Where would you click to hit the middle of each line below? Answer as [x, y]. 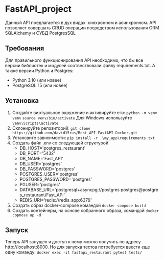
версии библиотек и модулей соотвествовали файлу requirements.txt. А [80, 65]
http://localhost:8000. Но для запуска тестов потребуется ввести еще [78, 247]
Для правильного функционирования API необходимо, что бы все [74, 60]
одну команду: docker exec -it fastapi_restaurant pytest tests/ [74, 252]
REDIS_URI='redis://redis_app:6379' [56, 200]
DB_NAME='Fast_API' [41, 158]
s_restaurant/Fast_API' [42, 195]
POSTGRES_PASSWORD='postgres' [56, 179]
